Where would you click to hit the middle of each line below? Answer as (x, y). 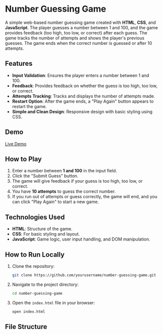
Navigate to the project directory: (45, 284)
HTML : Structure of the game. (42, 229)
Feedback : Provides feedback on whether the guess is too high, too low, (85, 86)
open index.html (28, 312)
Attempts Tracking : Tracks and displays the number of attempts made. (83, 96)
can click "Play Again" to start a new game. (55, 202)
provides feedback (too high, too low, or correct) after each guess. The (76, 33)
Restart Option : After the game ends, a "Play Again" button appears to (83, 101)
